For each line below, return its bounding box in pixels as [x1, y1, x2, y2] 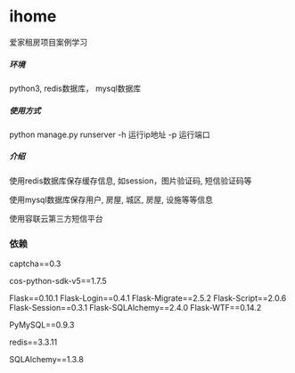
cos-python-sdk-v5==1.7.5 [9, 276, 107, 287]
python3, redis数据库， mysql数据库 [9, 83, 141, 93]
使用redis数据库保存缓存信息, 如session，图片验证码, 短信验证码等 [9, 175, 252, 186]
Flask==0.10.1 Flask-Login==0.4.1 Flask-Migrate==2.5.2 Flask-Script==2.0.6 [9, 293, 287, 304]
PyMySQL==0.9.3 [9, 320, 75, 330]
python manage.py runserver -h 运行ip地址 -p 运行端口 [9, 129, 211, 140]
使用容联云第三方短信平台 [9, 213, 103, 223]
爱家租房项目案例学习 [9, 36, 87, 47]
